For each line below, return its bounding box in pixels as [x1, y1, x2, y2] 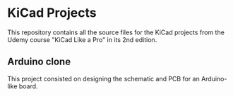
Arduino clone [7, 56, 71, 68]
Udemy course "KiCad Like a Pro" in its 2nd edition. [7, 35, 157, 43]
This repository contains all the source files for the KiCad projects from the [7, 28, 225, 36]
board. [18, 82, 38, 90]
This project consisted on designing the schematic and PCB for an [7, 74, 200, 83]
